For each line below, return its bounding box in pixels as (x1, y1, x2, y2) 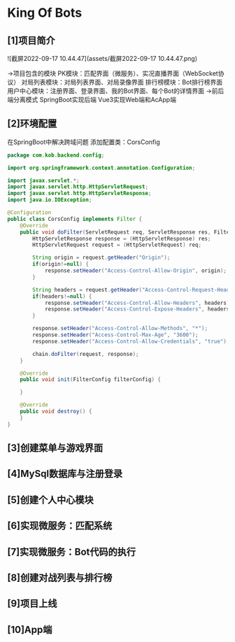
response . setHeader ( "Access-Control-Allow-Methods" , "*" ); (32, 325, 208, 332)
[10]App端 (7, 624, 52, 636)
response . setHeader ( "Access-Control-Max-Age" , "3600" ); (32, 331, 199, 338)
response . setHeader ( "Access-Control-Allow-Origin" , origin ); (44, 267, 227, 274)
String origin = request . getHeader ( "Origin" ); (32, 254, 171, 262)
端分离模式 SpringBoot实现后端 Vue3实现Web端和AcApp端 (7, 96, 177, 104)
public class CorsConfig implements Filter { (7, 215, 142, 222)
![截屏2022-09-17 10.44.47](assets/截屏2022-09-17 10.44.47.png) (7, 55, 198, 62)
